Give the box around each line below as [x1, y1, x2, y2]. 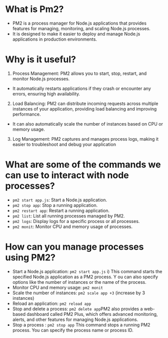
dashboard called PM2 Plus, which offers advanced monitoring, [27, 311, 158, 317]
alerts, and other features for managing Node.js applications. [12, 316, 138, 322]
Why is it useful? [5, 54, 76, 65]
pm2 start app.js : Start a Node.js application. [12, 197, 107, 203]
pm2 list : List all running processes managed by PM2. [12, 212, 125, 219]
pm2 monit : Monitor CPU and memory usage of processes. [12, 223, 133, 230]
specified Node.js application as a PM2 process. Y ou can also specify [12, 274, 158, 280]
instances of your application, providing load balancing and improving [12, 105, 157, 111]
